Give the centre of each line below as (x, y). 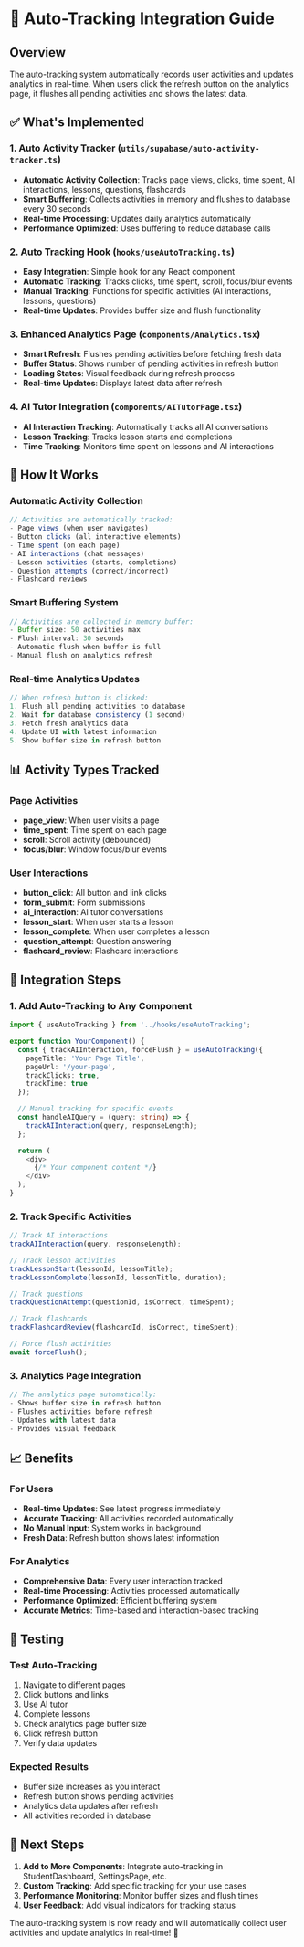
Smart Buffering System (64, 603)
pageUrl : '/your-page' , (71, 1067)
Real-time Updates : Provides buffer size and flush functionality (142, 310)
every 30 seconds (57, 208)
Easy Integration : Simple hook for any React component (129, 271)
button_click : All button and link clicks (94, 893)
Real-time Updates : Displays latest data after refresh (122, 384)
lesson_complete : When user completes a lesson (116, 931)
